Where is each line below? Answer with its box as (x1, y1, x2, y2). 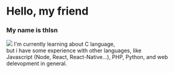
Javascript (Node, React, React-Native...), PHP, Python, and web (6, 54, 169, 61)
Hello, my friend (6, 4, 89, 18)
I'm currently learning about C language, (13, 41, 116, 48)
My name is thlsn (6, 26, 58, 35)
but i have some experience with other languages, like (6, 47, 142, 54)
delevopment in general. (6, 60, 68, 68)
